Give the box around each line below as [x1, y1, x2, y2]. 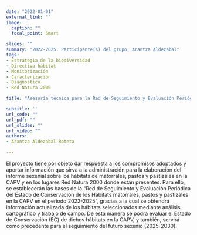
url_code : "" [6, 111, 38, 117]
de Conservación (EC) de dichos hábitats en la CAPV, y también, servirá [6, 216, 180, 223]
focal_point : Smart [11, 31, 59, 36]
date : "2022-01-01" [6, 8, 54, 15]
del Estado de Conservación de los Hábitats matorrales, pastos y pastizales [6, 192, 189, 198]
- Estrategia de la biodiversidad [6, 57, 91, 63]
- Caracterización [6, 74, 51, 80]
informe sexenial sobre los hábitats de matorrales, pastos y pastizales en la [6, 173, 188, 179]
